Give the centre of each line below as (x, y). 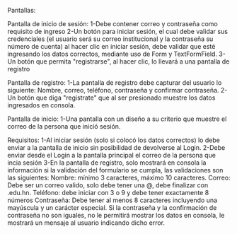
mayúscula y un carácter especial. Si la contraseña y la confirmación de (112, 207)
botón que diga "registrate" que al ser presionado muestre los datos (116, 98)
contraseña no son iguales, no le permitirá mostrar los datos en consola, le (116, 215)
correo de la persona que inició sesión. (64, 126)
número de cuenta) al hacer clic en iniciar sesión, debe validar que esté (111, 46)
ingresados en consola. (41, 105)
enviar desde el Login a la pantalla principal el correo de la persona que (111, 155)
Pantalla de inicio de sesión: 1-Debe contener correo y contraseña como (112, 24)
